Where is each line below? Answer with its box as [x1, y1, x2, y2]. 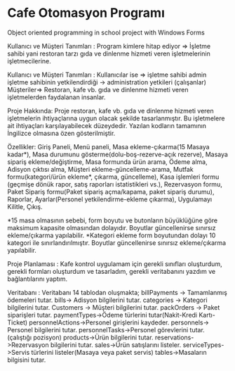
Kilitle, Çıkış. [7, 202, 43, 210]
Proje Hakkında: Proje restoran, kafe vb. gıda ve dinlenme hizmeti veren [7, 106, 214, 115]
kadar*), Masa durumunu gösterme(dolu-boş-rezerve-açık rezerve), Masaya [7, 150, 228, 158]
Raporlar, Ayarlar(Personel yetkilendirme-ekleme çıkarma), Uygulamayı [7, 195, 213, 203]
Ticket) [7, 318, 28, 327]
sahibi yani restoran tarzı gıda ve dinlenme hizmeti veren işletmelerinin [7, 49, 210, 58]
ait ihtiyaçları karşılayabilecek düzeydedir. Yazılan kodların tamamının [7, 121, 207, 130]
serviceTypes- [182, 340, 224, 349]
